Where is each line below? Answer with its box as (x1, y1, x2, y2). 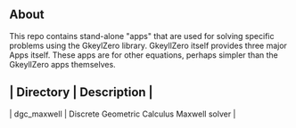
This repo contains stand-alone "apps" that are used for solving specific (9, 30, 275, 41)
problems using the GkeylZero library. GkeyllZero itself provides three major (9, 40, 288, 51)
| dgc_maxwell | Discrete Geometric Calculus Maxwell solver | (9, 108, 236, 119)
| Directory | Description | (9, 84, 153, 100)
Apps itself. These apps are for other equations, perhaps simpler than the (9, 49, 279, 60)
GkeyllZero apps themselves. (9, 59, 116, 69)
